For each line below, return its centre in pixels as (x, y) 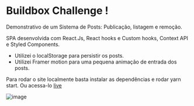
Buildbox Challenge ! (58, 11)
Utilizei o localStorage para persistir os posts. (69, 55)
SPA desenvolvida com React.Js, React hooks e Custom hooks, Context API (97, 38)
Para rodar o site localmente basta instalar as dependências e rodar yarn (93, 79)
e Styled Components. (33, 44)
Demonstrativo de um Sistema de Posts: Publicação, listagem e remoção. (94, 27)
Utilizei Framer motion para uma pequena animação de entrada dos (96, 62)
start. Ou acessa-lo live (34, 85)
